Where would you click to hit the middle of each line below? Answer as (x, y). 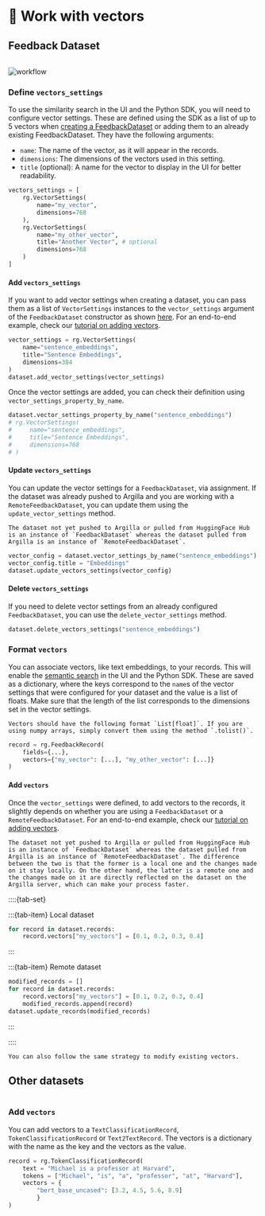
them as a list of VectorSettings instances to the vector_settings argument (132, 309)
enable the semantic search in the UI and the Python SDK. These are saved (131, 675)
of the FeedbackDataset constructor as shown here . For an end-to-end (122, 317)
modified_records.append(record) (78, 1004)
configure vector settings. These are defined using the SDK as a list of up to (132, 118)
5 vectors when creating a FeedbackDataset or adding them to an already (129, 127)
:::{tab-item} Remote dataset (55, 967)
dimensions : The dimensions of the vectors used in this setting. (122, 159)
